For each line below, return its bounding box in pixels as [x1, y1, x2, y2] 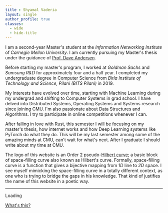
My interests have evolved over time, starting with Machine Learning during [5, 90, 161, 96]
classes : [5, 21, 23, 26]
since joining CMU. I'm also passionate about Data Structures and [5, 106, 140, 112]
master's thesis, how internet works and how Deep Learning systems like [5, 126, 156, 132]
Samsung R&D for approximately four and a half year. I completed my [5, 70, 148, 75]
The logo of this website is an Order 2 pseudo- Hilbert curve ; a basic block [5, 152, 158, 158]
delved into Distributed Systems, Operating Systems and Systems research [5, 101, 160, 106]
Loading [5, 193, 22, 199]
